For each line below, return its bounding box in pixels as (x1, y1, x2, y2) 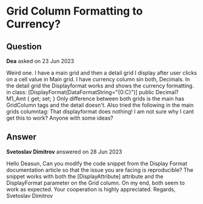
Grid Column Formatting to (6, 4, 143, 18)
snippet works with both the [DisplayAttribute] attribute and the (6, 172, 164, 180)
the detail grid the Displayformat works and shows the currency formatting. (6, 82, 194, 89)
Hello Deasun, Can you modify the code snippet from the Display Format (6, 160, 188, 167)
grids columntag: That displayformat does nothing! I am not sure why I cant (6, 108, 194, 115)
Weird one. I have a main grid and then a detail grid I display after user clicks (6, 69, 197, 76)
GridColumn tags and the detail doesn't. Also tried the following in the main (6, 101, 194, 109)
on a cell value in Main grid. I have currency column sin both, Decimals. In (6, 76, 190, 83)
